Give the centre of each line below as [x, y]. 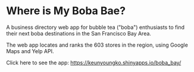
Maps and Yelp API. [30, 51]
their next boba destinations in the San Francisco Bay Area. [79, 33]
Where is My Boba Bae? [66, 11]
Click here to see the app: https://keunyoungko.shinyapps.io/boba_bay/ [94, 63]
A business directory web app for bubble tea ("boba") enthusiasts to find [96, 27]
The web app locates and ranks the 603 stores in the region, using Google [97, 45]
